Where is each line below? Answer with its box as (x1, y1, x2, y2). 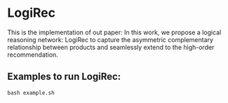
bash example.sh (7, 89, 55, 96)
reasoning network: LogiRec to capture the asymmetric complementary (7, 35, 214, 43)
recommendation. (7, 50, 58, 59)
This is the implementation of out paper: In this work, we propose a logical (7, 28, 222, 36)
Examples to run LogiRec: (7, 71, 121, 83)
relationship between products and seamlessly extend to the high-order (7, 43, 215, 51)
